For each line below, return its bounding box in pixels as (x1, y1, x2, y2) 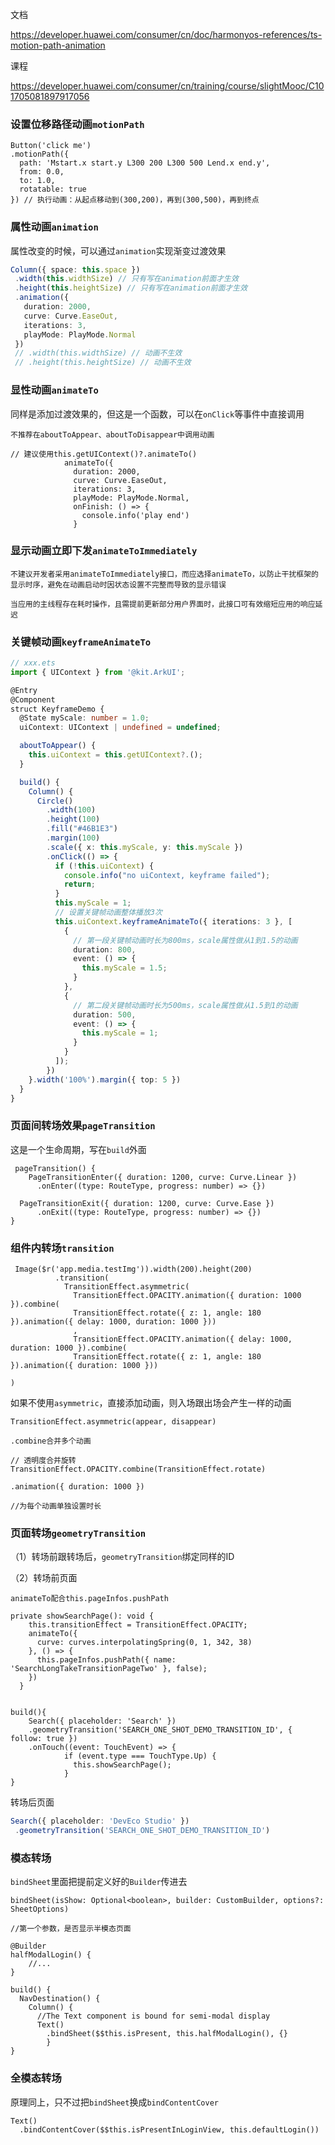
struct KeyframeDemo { (10, 704, 105, 714)
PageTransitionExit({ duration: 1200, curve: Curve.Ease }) (19, 1198, 275, 1208)
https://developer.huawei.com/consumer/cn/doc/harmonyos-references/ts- (10, 29, 323, 40)
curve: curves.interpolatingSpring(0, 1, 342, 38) (36, 1638, 253, 1648)
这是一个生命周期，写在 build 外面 (10, 1143, 147, 1155)
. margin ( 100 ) (46, 833, 101, 843)
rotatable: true (19, 184, 87, 195)
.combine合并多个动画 (10, 1436, 92, 1447)
